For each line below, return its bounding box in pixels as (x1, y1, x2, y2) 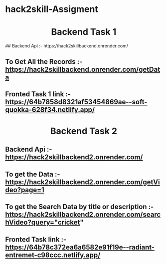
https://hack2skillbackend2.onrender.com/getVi (5, 178, 161, 186)
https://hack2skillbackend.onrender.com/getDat (5, 65, 161, 73)
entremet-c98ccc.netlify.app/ (5, 251, 101, 259)
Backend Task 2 (50, 126, 118, 137)
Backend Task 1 (51, 26, 117, 38)
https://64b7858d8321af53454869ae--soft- (5, 97, 148, 106)
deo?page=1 (5, 186, 45, 194)
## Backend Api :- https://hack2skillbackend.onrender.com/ (5, 43, 129, 49)
